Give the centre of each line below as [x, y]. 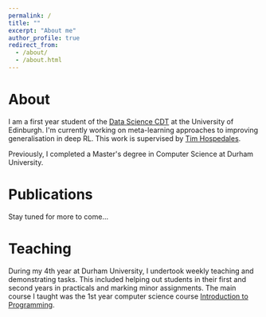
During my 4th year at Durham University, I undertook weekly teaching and [131, 271]
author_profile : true [44, 38]
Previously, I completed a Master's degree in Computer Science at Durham [131, 154]
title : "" [25, 23]
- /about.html [39, 61]
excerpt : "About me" [43, 30]
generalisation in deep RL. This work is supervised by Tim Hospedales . [125, 138]
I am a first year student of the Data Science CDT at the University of [121, 121]
